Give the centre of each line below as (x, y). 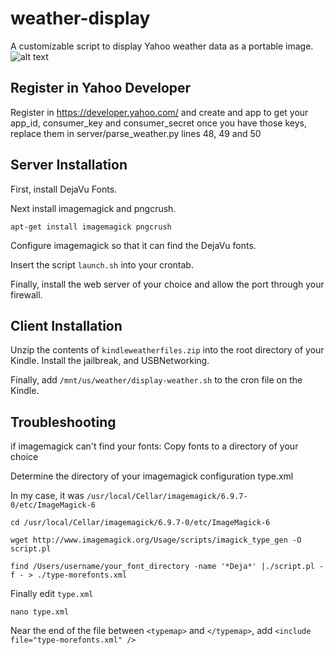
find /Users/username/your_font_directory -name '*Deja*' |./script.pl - (167, 567)
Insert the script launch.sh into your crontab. (102, 264)
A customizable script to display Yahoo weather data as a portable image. (162, 46)
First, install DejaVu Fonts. (64, 189)
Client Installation (66, 325)
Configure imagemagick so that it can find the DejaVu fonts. (133, 245)
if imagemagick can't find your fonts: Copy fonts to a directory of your (154, 446)
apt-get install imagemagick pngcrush (91, 227)
